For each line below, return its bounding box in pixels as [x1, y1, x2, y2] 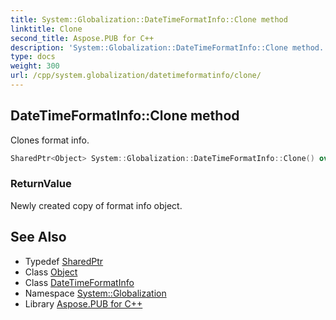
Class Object [24, 266, 78, 278]
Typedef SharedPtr [24, 255, 104, 267]
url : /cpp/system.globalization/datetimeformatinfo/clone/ [10, 71, 262, 81]
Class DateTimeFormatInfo [24, 276, 135, 288]
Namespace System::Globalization [24, 287, 167, 299]
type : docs [10, 52, 56, 62]
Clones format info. [10, 134, 90, 146]
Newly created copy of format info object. [10, 199, 183, 211]
